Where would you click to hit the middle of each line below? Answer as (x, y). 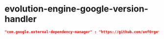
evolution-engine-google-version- (77, 9)
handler (21, 19)
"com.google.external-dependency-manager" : (51, 32)
